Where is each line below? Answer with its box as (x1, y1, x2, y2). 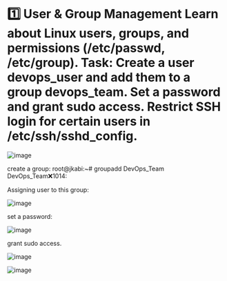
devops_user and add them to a (7, 70, 191, 86)
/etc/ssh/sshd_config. (7, 128, 138, 144)
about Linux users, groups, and (7, 26, 190, 41)
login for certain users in (7, 114, 150, 129)
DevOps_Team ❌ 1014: (7, 171, 68, 180)
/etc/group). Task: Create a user (7, 55, 195, 70)
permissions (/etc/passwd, (7, 40, 166, 56)
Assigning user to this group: (7, 185, 90, 194)
